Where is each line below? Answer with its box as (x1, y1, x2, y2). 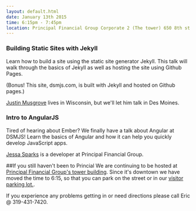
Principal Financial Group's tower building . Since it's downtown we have (6, 168, 180, 175)
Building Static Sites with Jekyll (6, 45, 98, 53)
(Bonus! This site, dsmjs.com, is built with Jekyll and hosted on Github (6, 81, 175, 89)
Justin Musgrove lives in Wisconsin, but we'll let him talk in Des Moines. (6, 99, 180, 106)
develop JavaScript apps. (6, 139, 68, 147)
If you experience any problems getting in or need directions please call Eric (6, 192, 191, 199)
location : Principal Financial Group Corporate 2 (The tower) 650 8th (6, 25, 183, 31)
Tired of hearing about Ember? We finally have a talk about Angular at (6, 127, 174, 134)
